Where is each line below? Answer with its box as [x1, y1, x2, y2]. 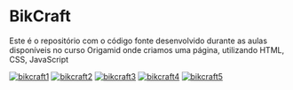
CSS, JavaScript [9, 54, 69, 64]
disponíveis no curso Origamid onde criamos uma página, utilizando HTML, [9, 44, 285, 55]
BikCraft [9, 6, 71, 26]
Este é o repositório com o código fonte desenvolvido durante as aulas [9, 35, 268, 46]
